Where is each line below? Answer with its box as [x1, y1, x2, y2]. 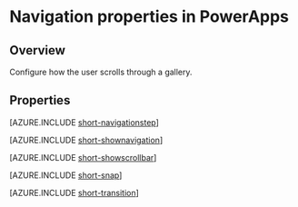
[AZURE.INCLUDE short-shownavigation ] [9, 134, 164, 145]
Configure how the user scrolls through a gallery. [9, 66, 193, 77]
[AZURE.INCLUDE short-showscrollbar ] [9, 152, 157, 163]
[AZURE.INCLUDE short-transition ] [9, 187, 139, 198]
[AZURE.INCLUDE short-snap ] [9, 170, 123, 181]
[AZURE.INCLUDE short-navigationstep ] [9, 116, 159, 128]
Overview [9, 43, 66, 58]
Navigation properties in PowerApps [9, 6, 289, 27]
